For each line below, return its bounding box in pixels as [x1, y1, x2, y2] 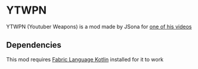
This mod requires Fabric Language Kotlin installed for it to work [6, 55, 164, 63]
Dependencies [6, 40, 61, 50]
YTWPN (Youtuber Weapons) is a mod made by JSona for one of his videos [6, 23, 192, 30]
